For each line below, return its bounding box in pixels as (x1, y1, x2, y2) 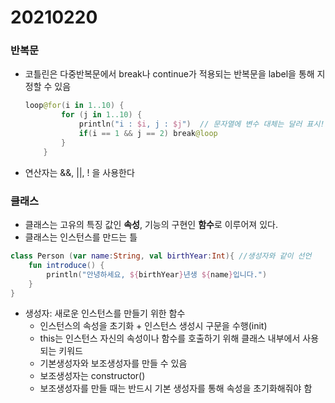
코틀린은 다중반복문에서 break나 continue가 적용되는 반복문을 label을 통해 (24, 68, 315, 80)
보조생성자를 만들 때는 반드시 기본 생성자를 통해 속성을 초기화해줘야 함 (39, 382, 313, 395)
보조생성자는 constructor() (39, 370, 146, 382)
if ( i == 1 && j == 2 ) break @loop (78, 129, 218, 139)
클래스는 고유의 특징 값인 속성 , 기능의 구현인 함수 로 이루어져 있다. (24, 219, 278, 231)
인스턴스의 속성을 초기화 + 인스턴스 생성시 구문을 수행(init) (39, 320, 268, 332)
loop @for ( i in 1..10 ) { (24, 101, 125, 111)
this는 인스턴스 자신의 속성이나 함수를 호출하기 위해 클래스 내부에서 (39, 332, 301, 345)
